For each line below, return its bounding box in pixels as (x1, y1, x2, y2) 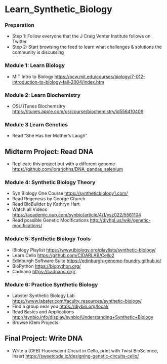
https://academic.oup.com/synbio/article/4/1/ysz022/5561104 (12, 212, 141, 218)
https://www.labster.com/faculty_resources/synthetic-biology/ (12, 298, 142, 304)
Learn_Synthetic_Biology (5, 4, 112, 15)
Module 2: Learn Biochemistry (5, 91, 81, 98)
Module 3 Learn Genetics (5, 121, 68, 128)
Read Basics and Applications (12, 309, 74, 315)
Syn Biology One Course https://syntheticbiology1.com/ (12, 190, 128, 196)
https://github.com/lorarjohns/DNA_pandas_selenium (12, 166, 123, 172)
